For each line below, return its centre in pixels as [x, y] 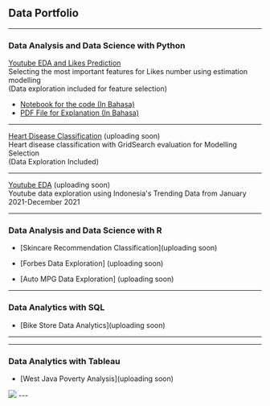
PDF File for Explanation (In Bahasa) [79, 113]
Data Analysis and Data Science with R [85, 230]
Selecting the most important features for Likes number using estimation [128, 72]
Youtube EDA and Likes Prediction [65, 63]
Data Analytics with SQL [57, 308]
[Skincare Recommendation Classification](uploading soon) [119, 248]
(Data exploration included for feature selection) [88, 89]
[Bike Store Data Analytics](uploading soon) [93, 325]
